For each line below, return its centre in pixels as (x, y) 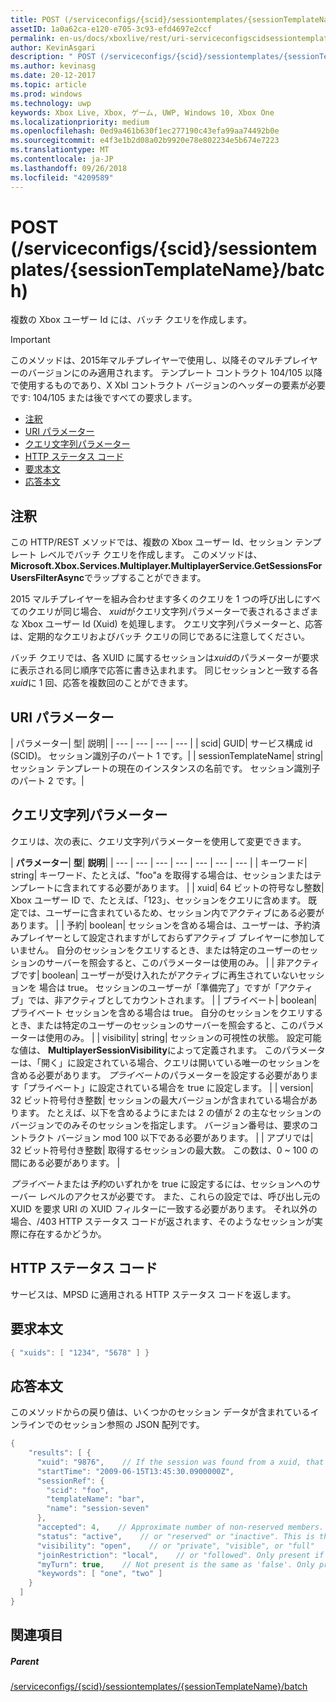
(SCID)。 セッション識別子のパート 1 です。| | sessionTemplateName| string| (167, 756)
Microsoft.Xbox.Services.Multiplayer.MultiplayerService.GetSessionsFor (166, 566)
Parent (25, 1661)
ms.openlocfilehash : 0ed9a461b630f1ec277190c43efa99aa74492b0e (145, 131)
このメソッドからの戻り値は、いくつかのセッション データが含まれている (160, 1412)
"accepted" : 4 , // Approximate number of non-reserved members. (180, 1527)
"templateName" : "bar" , (95, 1499)
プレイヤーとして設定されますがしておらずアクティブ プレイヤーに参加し (167, 937)
